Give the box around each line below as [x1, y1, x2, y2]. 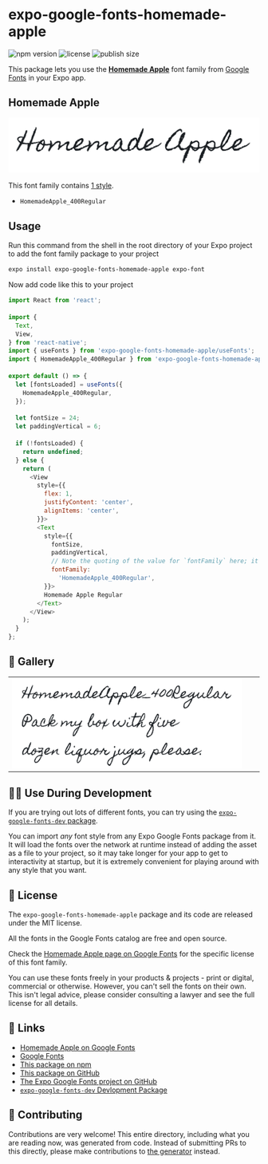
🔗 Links [8, 1021, 45, 1035]
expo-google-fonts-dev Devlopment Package [19, 1085, 167, 1095]
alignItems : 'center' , [43, 507, 120, 515]
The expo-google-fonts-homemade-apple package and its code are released [8, 909, 253, 919]
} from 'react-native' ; [8, 338, 88, 346]
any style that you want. [8, 866, 88, 875]
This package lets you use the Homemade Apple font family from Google [8, 64, 250, 73]
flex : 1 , [43, 490, 73, 498]
